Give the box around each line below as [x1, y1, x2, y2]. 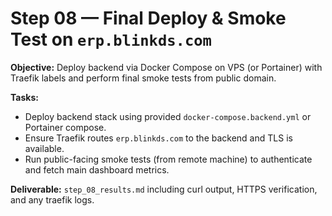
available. [24, 142, 65, 154]
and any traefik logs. [10, 193, 95, 206]
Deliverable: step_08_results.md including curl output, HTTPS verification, [10, 183, 318, 195]
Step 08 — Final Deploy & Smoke [10, 7, 287, 30]
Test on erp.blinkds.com [10, 28, 212, 51]
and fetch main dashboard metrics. [24, 163, 170, 176]
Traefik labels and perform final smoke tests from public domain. [10, 72, 277, 84]
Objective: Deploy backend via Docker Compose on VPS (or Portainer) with [10, 61, 323, 73]
